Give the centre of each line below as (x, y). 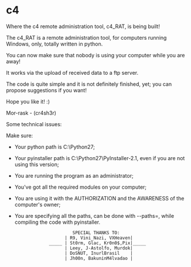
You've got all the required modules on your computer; (81, 187)
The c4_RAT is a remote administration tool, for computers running (86, 37)
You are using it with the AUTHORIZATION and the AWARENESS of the (99, 198)
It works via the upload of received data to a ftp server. (72, 72)
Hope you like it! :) (28, 101)
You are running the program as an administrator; (74, 175)
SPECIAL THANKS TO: (96, 233)
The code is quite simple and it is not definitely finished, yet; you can (89, 84)
